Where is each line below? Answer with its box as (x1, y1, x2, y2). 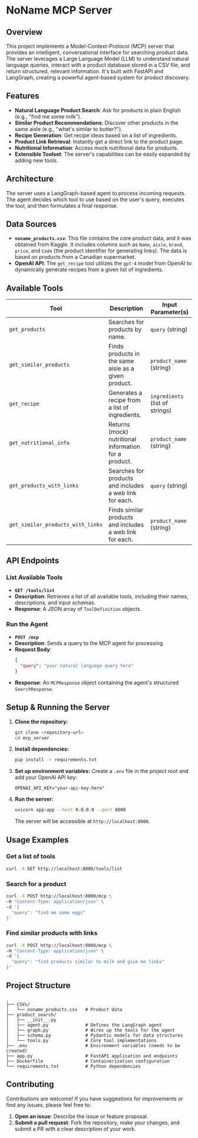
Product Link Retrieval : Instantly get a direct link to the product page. (14, 138, 184, 145)
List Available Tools (6, 573, 63, 581)
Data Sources (6, 219, 57, 229)
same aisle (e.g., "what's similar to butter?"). (14, 125, 123, 133)
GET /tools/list (14, 587, 55, 593)
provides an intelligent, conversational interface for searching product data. (6, 49, 190, 56)
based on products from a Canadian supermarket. (14, 254, 137, 261)
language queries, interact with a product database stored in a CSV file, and (6, 61, 190, 68)
